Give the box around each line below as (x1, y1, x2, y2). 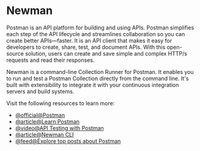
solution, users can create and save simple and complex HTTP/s (25, 50, 188, 57)
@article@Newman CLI (15, 131, 74, 138)
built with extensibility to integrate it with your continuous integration (6, 81, 179, 89)
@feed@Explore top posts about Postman (15, 137, 121, 144)
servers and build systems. (6, 87, 75, 95)
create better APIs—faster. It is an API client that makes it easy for (6, 37, 172, 44)
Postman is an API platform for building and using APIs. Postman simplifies (6, 24, 194, 31)
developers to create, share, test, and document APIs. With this (6, 43, 166, 51)
